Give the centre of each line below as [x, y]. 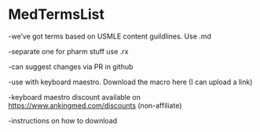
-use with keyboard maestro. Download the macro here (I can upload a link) [130, 82]
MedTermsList [56, 15]
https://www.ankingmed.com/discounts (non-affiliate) [95, 105]
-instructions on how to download [63, 120]
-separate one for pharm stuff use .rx [68, 51]
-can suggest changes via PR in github [71, 66]
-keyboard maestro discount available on [75, 97]
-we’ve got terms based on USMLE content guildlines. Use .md [110, 36]
